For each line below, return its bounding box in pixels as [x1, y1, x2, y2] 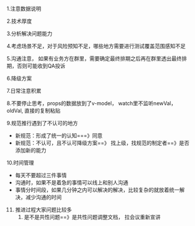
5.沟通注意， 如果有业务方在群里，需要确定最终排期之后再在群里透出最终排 [6, 55, 187, 62]
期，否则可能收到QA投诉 [6, 62, 66, 69]
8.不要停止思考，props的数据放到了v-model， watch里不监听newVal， [6, 100, 176, 107]
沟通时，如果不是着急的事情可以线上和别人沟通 [15, 179, 128, 186]
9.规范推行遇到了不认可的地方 [6, 120, 78, 126]
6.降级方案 [6, 75, 32, 82]
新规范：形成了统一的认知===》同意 [15, 132, 103, 139]
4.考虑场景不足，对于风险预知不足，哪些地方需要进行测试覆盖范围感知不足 [6, 43, 186, 49]
